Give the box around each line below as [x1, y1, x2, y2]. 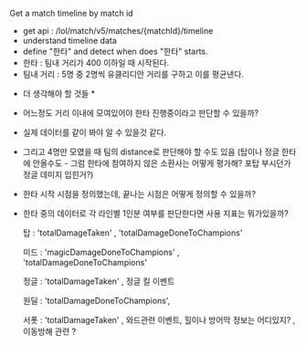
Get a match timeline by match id [9, 8, 134, 18]
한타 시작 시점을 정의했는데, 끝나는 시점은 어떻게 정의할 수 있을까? [22, 189, 257, 199]
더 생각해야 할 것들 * [22, 89, 96, 99]
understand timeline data [22, 36, 117, 46]
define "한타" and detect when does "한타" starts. [22, 46, 208, 57]
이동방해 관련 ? [22, 326, 77, 337]
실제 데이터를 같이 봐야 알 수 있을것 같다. [22, 127, 167, 138]
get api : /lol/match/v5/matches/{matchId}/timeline [22, 26, 214, 36]
